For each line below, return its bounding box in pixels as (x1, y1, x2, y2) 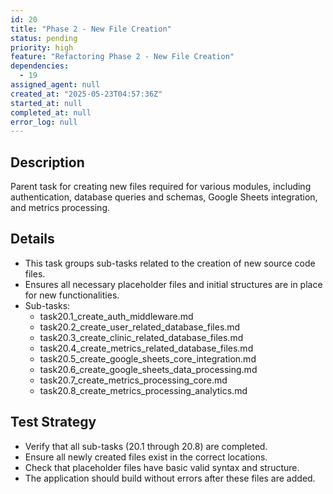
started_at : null (10, 98, 83, 108)
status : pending (10, 33, 78, 43)
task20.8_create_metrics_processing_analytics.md (39, 384, 248, 396)
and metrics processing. (10, 202, 110, 214)
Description (10, 154, 85, 171)
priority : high (10, 42, 74, 53)
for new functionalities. (24, 289, 120, 301)
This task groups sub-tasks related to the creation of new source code (24, 257, 316, 269)
